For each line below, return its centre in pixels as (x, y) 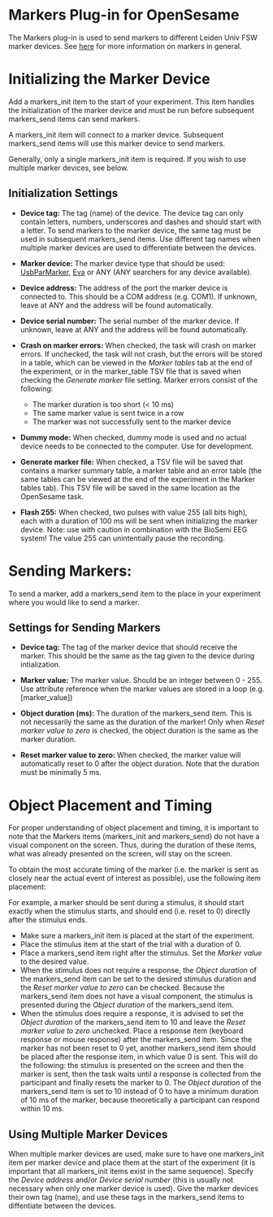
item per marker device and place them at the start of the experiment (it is (132, 1162)
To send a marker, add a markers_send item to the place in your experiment (135, 593)
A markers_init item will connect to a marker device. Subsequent (116, 134)
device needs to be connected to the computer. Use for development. (137, 446)
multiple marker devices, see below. (69, 168)
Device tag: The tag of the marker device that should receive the (129, 647)
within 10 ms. (42, 1109)
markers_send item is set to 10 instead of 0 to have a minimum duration (139, 1092)
